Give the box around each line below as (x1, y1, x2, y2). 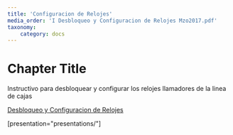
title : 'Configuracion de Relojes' (7, 10, 113, 18)
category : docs (20, 30, 65, 38)
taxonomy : (7, 23, 37, 31)
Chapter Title (7, 61, 87, 77)
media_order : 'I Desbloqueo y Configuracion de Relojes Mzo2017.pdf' (7, 17, 218, 24)
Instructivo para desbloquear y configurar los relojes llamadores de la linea (7, 85, 227, 93)
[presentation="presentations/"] (7, 119, 102, 128)
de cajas (7, 92, 33, 100)
